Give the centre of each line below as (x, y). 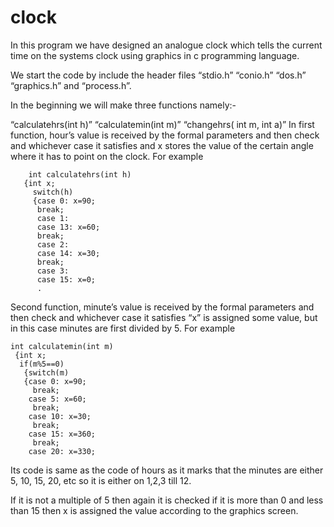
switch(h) (53, 192)
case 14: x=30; (68, 253)
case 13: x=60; (68, 227)
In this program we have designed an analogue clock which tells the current (166, 45)
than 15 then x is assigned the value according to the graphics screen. (154, 510)
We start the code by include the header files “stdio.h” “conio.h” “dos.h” (158, 75)
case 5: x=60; (57, 399)
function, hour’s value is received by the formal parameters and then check (165, 135)
